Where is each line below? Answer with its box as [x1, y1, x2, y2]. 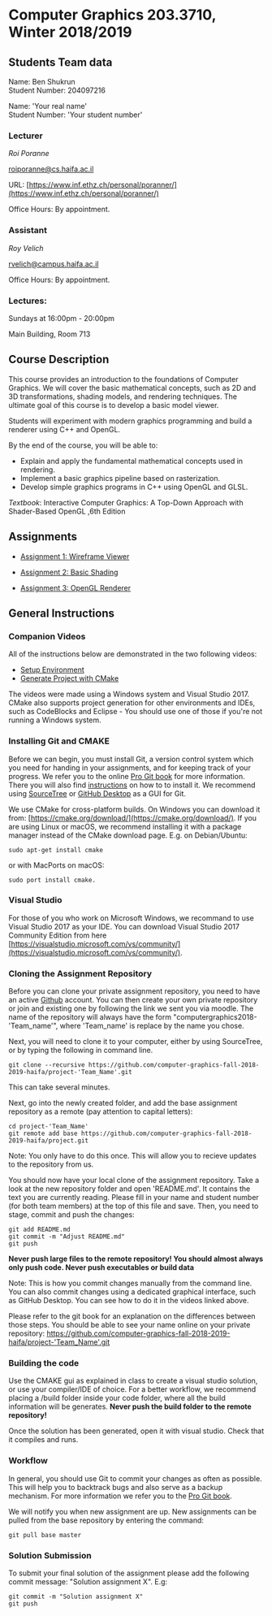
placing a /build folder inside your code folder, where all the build [8, 1393, 226, 1403]
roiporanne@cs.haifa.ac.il [8, 164, 94, 174]
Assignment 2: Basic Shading [19, 567, 119, 577]
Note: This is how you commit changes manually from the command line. [8, 1278, 253, 1289]
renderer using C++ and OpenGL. [8, 424, 120, 434]
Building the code [8, 1358, 80, 1369]
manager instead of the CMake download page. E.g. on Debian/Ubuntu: [8, 830, 248, 840]
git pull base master [8, 1531, 82, 1539]
